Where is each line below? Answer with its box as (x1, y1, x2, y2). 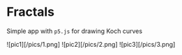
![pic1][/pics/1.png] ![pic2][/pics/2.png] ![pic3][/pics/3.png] (6, 40, 176, 48)
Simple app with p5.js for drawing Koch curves (6, 27, 143, 35)
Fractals (6, 4, 55, 20)
